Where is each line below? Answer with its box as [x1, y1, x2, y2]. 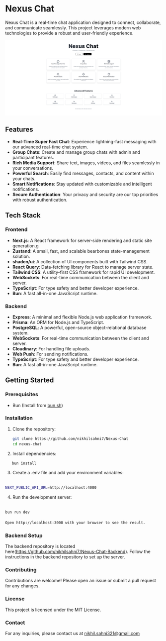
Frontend [5, 226, 28, 233]
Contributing [5, 566, 37, 573]
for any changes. [5, 583, 40, 589]
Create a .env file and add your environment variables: [12, 470, 124, 476]
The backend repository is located [5, 543, 76, 549]
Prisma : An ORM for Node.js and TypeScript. [12, 319, 104, 325]
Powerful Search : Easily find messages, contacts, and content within [12, 170, 154, 176]
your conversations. [12, 165, 54, 171]
